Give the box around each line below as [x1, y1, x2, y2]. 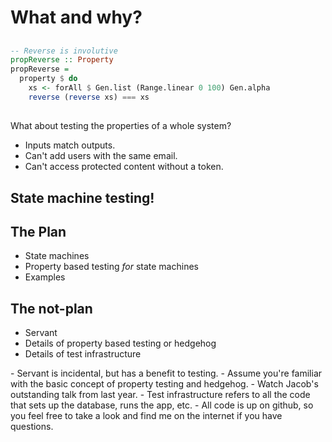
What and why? [10, 6, 143, 29]
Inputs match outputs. [24, 139, 116, 151]
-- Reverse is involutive [10, 46, 118, 56]
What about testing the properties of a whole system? [10, 120, 232, 132]
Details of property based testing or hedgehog [24, 337, 217, 350]
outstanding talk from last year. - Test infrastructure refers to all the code [10, 389, 311, 401]
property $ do [19, 74, 78, 84]
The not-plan [10, 300, 93, 317]
